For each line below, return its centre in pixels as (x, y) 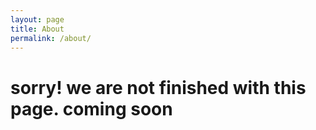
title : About (37, 29)
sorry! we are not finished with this (158, 87)
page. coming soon (91, 108)
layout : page (37, 19)
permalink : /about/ (51, 38)
